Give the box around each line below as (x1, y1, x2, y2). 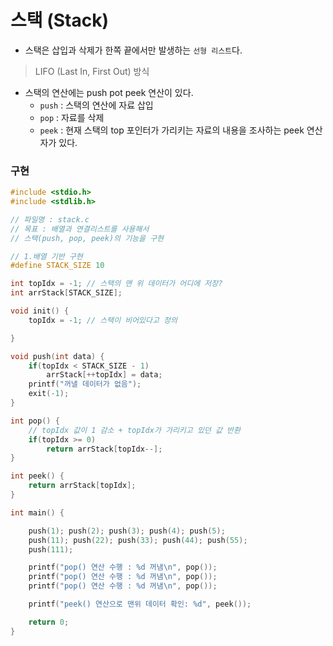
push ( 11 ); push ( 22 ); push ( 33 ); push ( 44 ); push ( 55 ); (28, 535, 248, 545)
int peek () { (10, 471, 65, 481)
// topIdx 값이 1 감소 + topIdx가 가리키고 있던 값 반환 (28, 425, 241, 435)
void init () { (10, 306, 70, 316)
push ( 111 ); (28, 544, 74, 555)
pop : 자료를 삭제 (39, 111, 105, 123)
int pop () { (10, 416, 60, 426)
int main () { (10, 507, 65, 518)
